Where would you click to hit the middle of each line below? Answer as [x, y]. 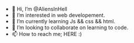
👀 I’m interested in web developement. [58, 15]
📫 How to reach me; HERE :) [47, 34]
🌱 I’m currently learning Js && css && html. [63, 21]
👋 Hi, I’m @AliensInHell [40, 9]
